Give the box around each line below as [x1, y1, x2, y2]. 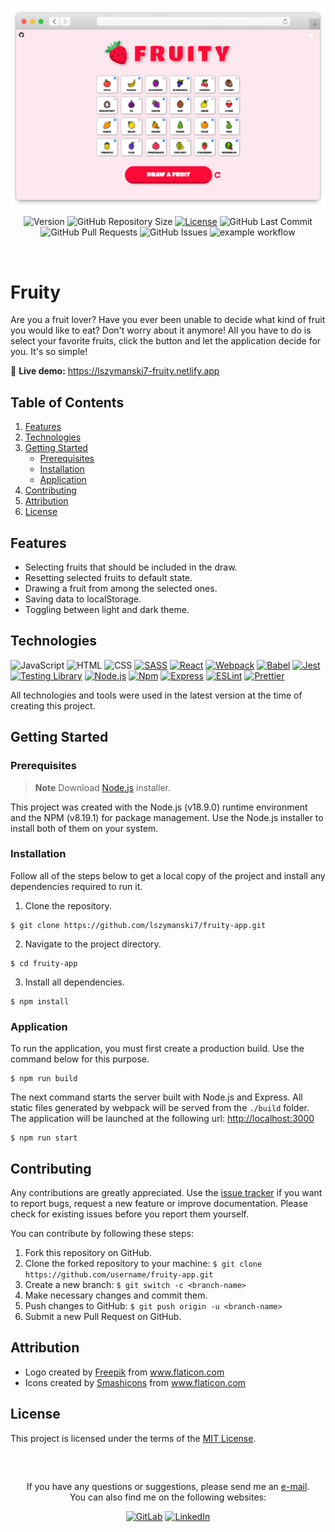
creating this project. [10, 699, 96, 712]
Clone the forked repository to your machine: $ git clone [24, 1257, 263, 1269]
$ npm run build [10, 1074, 78, 1084]
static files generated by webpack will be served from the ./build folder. [10, 1102, 310, 1114]
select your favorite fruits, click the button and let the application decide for [10, 335, 322, 347]
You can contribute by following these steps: [10, 1227, 195, 1239]
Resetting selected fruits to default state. [24, 572, 193, 584]
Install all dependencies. [24, 976, 125, 988]
